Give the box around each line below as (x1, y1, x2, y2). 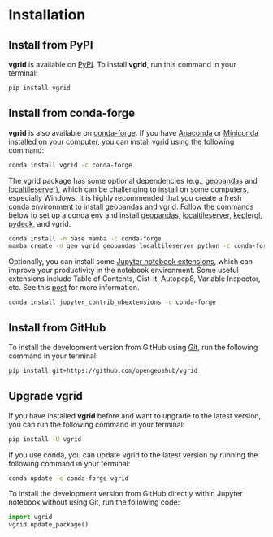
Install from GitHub (8, 321, 106, 335)
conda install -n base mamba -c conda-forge (8, 234, 162, 243)
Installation (8, 6, 86, 24)
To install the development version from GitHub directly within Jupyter (8, 489, 243, 499)
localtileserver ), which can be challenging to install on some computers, (8, 184, 249, 194)
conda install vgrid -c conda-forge (8, 161, 132, 169)
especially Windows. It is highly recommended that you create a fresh (8, 193, 242, 202)
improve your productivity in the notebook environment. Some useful (8, 266, 239, 275)
